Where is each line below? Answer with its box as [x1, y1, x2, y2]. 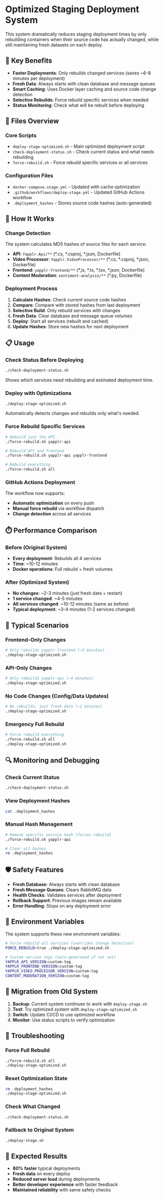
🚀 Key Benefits [5, 57, 52, 65]
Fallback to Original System [5, 1127, 74, 1134]
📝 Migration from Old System [5, 988, 98, 996]
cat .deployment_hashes [5, 808, 56, 814]
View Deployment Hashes [5, 797, 70, 804]
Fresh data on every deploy [12, 1171, 71, 1177]
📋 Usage [5, 339, 35, 348]
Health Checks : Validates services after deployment [12, 892, 122, 898]
